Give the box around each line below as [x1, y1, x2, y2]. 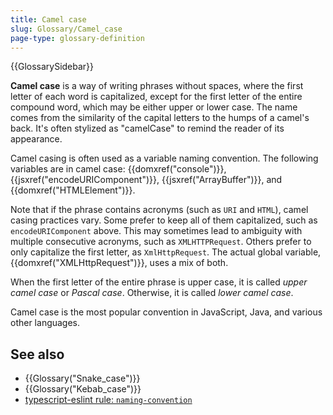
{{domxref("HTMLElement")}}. [10, 184, 136, 196]
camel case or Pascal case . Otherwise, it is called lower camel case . [10, 287, 294, 299]
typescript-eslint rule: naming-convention [24, 394, 193, 406]
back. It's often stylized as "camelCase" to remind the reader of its [10, 122, 285, 135]
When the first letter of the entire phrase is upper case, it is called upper [10, 276, 308, 288]
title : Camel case [10, 14, 87, 25]
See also [10, 346, 65, 363]
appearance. [10, 133, 63, 145]
